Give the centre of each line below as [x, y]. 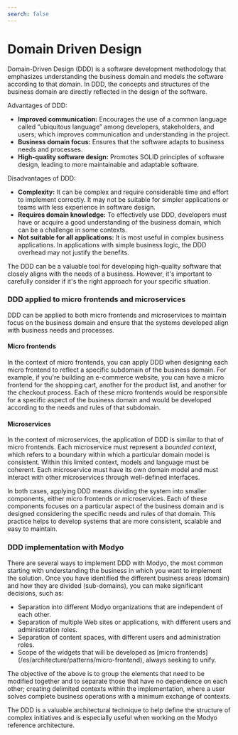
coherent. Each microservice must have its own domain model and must [113, 470]
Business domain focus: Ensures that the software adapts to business [121, 141]
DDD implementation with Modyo [66, 547]
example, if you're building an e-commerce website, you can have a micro [116, 377]
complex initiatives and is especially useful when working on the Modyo [113, 717]
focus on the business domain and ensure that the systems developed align [118, 322]
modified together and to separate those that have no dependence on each [117, 681]
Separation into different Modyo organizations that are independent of [120, 607]
